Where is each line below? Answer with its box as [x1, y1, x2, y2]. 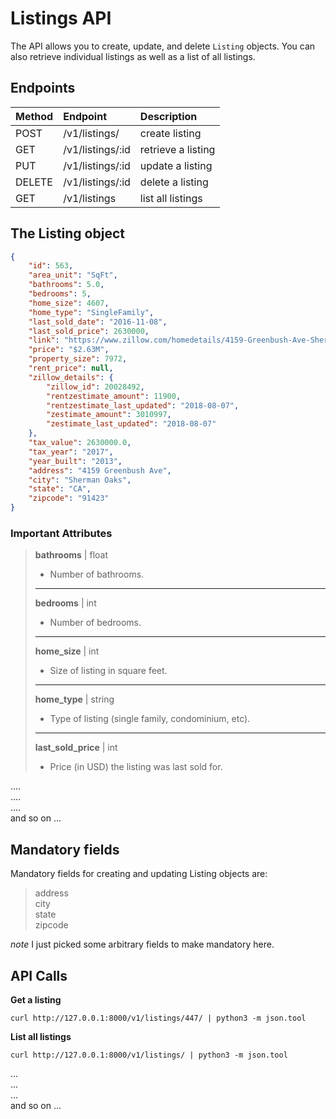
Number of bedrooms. [49, 617, 142, 629]
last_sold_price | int [34, 742, 118, 754]
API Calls [10, 967, 68, 984]
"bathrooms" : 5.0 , [28, 280, 105, 290]
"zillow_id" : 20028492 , [46, 382, 145, 392]
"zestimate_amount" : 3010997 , [46, 410, 172, 420]
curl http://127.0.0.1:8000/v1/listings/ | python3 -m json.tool [10, 1050, 288, 1060]
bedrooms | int [34, 597, 97, 609]
